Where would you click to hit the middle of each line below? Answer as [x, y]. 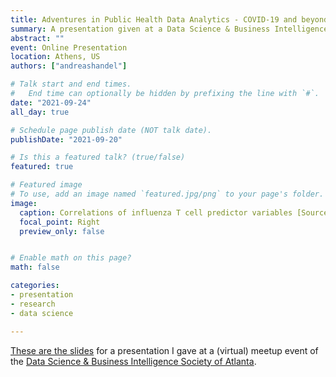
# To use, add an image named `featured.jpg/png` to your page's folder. [167, 194]
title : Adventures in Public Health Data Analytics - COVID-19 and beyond [169, 19]
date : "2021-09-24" [51, 102]
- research [33, 304]
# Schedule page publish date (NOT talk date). [111, 130]
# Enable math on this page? [71, 258]
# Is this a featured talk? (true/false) [98, 157]
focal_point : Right [60, 222]
